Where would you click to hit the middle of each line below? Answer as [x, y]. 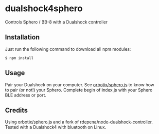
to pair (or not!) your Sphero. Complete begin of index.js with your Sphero [79, 90]
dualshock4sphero [44, 9]
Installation [22, 37]
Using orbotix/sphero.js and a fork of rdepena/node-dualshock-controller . [79, 122]
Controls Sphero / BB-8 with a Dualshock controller [56, 22]
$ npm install [19, 58]
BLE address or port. [26, 95]
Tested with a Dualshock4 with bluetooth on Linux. [55, 127]
